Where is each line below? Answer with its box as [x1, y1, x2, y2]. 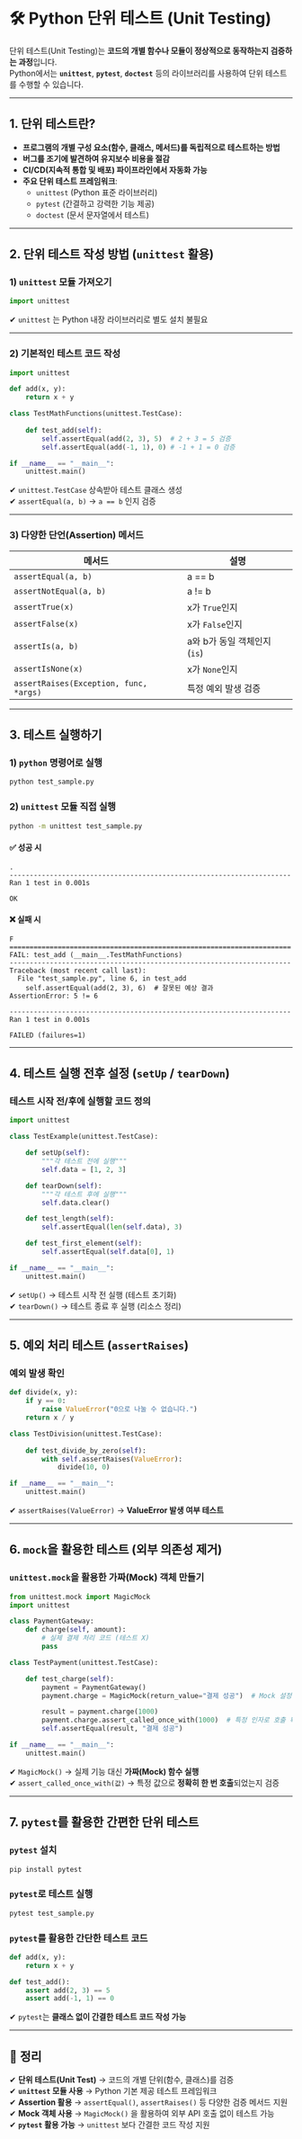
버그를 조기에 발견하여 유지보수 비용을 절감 [22, 153, 171, 164]
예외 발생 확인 [9, 1367, 66, 1380]
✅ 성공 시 [9, 842, 42, 853]
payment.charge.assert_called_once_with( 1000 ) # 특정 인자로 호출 [41, 1715, 286, 1725]
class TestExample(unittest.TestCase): [9, 1132, 159, 1141]
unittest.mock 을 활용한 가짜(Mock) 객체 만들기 [9, 1571, 205, 1584]
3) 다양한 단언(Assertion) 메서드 [9, 529, 144, 541]
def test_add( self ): [25, 425, 102, 434]
